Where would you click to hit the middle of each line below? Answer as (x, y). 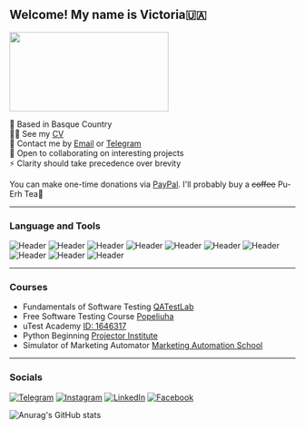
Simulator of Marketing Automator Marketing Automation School (143, 346)
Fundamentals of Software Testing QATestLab (108, 307)
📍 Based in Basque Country (61, 124)
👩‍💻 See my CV (37, 133)
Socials (26, 377)
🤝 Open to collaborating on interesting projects (97, 152)
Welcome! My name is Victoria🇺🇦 (108, 15)
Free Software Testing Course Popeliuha (98, 317)
